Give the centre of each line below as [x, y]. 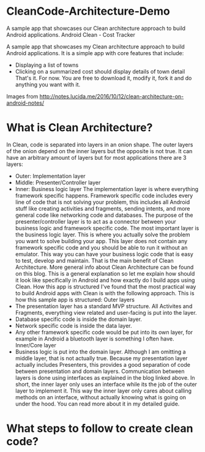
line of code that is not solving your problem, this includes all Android [102, 202]
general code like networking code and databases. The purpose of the [104, 215]
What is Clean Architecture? [80, 128]
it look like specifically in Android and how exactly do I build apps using [105, 280]
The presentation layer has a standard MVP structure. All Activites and [104, 306]
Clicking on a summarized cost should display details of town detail [100, 71]
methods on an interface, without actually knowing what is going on [101, 397]
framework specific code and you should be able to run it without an [101, 247]
